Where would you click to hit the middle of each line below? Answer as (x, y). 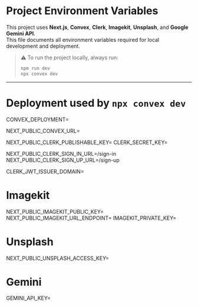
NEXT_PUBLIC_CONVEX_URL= (43, 130)
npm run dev (35, 68)
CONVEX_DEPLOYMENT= (38, 119)
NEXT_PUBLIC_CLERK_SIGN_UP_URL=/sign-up (63, 160)
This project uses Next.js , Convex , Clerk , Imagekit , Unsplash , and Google (97, 27)
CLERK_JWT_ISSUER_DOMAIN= (45, 171)
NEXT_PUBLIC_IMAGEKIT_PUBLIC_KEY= (55, 211)
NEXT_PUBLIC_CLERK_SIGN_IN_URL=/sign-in (61, 153)
